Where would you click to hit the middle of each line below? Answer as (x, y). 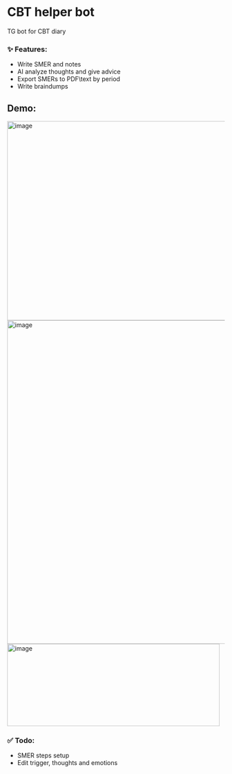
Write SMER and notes (49, 64)
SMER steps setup (43, 755)
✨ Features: (27, 49)
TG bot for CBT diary (37, 31)
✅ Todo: (21, 740)
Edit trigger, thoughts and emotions (67, 763)
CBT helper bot (51, 12)
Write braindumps (42, 87)
